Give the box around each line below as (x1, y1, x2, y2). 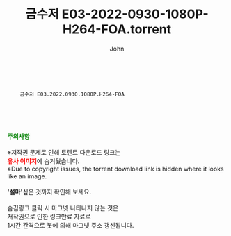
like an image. (7, 171, 47, 180)
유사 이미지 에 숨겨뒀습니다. (7, 157, 80, 165)
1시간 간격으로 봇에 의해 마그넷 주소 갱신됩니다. (7, 221, 134, 229)
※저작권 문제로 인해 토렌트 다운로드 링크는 (7, 148, 121, 156)
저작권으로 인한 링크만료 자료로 (7, 212, 92, 221)
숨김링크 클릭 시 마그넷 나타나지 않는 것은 (7, 203, 119, 212)
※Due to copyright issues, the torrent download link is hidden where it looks (7, 165, 224, 173)
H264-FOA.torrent (62, 22, 172, 37)
